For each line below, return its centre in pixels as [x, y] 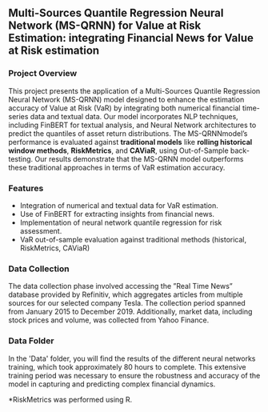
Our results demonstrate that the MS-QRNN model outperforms [139, 158]
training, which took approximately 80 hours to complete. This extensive [127, 366]
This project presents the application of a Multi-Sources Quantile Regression [134, 90]
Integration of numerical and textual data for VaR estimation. [119, 205]
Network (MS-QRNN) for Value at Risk [105, 26]
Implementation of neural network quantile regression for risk [121, 222]
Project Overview [43, 74]
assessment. [41, 230]
